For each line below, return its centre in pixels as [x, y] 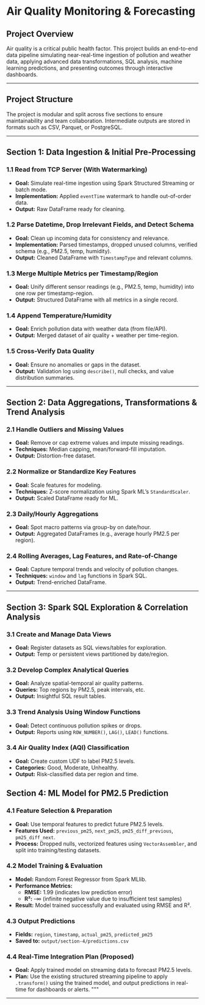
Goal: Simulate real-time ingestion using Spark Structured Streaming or [105, 183]
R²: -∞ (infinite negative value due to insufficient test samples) [103, 899]
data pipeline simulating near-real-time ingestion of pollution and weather [99, 55]
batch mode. [31, 189]
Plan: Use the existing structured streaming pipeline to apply [91, 976]
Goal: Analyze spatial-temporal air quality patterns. [79, 683]
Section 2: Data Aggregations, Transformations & [102, 403]
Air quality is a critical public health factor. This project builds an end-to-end [102, 48]
